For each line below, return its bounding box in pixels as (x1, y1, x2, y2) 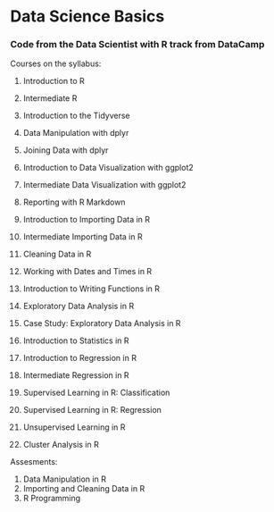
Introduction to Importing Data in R (22, 214, 151, 225)
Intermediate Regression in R (22, 370, 129, 381)
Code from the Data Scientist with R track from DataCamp (10, 38, 265, 51)
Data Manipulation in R (22, 474, 106, 484)
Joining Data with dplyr (22, 145, 109, 155)
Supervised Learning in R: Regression (22, 405, 162, 415)
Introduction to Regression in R (22, 353, 137, 364)
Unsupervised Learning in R (22, 422, 126, 432)
